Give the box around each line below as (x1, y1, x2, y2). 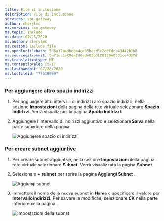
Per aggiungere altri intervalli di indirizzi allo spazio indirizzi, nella (12, 99, 145, 105)
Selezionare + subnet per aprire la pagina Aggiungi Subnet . (12, 171, 136, 177)
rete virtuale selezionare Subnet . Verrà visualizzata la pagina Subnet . (12, 162, 154, 167)
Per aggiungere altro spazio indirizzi (5, 87, 94, 94)
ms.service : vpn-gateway (5, 26, 56, 30)
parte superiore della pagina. (12, 124, 71, 130)
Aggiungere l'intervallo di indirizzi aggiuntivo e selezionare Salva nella (12, 118, 155, 124)
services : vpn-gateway (5, 16, 52, 21)
